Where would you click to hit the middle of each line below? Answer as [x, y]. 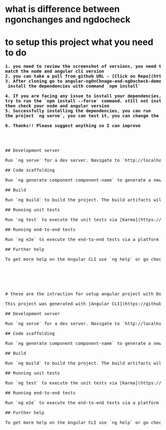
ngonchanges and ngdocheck [68, 20]
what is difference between [62, 9]
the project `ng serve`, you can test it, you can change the [82, 116]
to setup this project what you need [79, 42]
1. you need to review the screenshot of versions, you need [81, 66]
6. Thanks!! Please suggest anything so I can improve [73, 126]
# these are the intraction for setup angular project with [80, 294]
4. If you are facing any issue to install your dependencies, [83, 96]
